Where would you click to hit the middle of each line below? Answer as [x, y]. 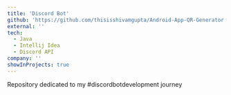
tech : [15, 33]
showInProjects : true [38, 65]
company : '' [24, 59]
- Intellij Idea [37, 45]
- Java [23, 39]
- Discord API [34, 52]
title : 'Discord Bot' [38, 13]
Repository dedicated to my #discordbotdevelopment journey [95, 84]
